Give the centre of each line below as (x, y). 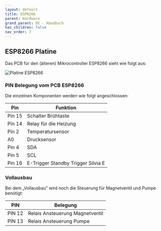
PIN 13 (15, 221)
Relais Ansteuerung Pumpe (59, 221)
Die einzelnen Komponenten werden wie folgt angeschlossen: (67, 96)
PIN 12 (15, 214)
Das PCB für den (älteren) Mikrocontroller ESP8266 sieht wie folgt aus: (76, 63)
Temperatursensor (48, 132)
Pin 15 (15, 116)
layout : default (21, 9)
